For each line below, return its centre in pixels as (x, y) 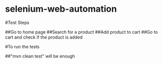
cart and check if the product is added (44, 37)
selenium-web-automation (61, 9)
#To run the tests (22, 46)
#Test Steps (17, 22)
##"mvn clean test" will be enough (40, 56)
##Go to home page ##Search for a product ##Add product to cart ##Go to (81, 32)
